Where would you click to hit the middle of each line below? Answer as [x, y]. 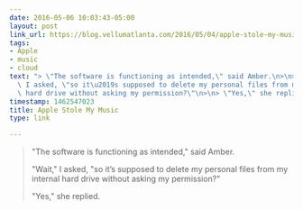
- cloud [24, 68]
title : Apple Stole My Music [64, 110]
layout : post [34, 26]
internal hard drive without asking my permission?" [126, 179]
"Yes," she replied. [66, 196]
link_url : [28, 34]
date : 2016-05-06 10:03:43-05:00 [72, 18]
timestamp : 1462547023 [52, 101]
